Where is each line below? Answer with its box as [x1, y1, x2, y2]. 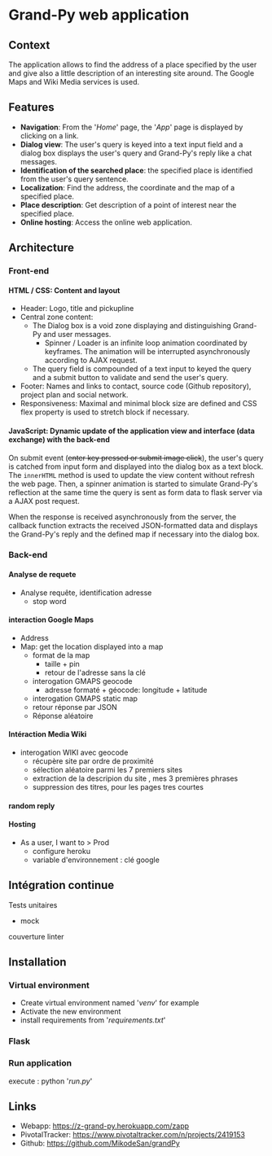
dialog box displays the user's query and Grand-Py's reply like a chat [20, 148, 252, 158]
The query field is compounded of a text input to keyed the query [32, 364, 252, 374]
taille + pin [44, 659, 80, 668]
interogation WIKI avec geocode [20, 747, 129, 758]
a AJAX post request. [8, 496, 80, 506]
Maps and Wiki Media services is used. [8, 77, 140, 86]
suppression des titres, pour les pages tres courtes [32, 782, 204, 792]
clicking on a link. [20, 130, 79, 140]
